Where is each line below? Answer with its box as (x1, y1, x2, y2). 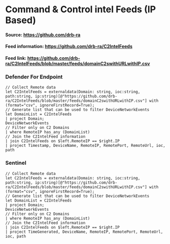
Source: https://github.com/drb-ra (5, 32, 81, 38)
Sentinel (5, 160, 27, 167)
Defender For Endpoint (5, 73, 63, 80)
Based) (5, 14, 36, 26)
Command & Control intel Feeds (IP (5, 4, 156, 15)
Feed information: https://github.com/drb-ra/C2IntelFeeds (5, 43, 133, 50)
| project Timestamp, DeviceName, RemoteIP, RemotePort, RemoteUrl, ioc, (5, 143, 166, 148)
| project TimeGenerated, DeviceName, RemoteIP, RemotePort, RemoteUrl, (5, 229, 163, 234)
